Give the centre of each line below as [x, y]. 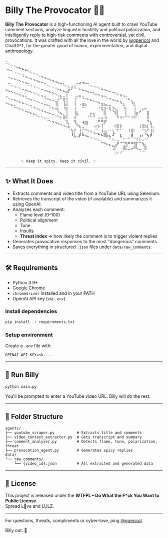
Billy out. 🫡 [16, 530]
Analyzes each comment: [38, 209]
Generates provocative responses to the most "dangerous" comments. [85, 241]
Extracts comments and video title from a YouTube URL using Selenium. [86, 193]
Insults [27, 231]
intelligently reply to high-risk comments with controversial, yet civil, [75, 35]
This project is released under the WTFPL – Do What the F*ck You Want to [82, 496]
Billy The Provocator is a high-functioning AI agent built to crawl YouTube [81, 24]
